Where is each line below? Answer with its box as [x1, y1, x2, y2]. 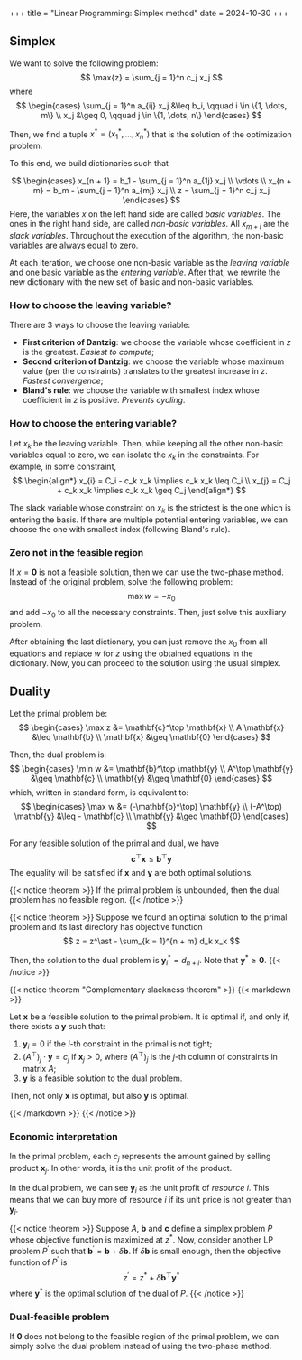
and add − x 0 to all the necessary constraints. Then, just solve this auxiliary [9, 607, 287, 620]
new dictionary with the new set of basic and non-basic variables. [9, 277, 254, 287]
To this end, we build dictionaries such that [9, 158, 169, 169]
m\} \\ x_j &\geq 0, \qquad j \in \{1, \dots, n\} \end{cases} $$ [41, 109, 262, 120]
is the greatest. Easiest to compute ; [22, 347, 155, 358]
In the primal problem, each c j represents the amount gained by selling [9, 1151, 271, 1164]
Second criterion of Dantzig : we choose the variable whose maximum [22, 356, 285, 367]
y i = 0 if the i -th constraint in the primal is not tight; [22, 1038, 213, 1051]
